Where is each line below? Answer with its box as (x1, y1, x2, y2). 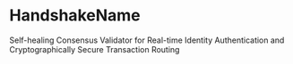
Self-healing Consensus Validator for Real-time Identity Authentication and (9, 35, 285, 45)
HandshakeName (9, 5, 141, 26)
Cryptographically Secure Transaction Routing (9, 44, 180, 54)
